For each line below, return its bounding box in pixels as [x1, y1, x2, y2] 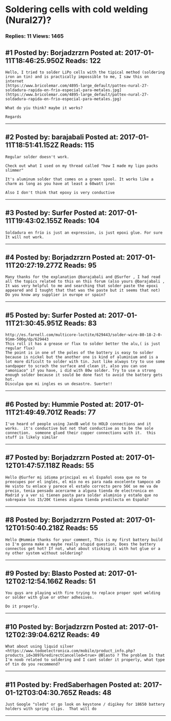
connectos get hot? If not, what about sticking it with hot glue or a [5, 546, 160, 551]
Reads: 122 [65, 56, 101, 65]
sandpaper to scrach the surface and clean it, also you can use [5, 364, 147, 369]
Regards [5, 114, 22, 119]
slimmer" [5, 168, 24, 173]
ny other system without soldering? [5, 550, 83, 556]
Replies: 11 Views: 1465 [5, 33, 64, 40]
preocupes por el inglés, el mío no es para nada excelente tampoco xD [5, 479, 160, 484]
